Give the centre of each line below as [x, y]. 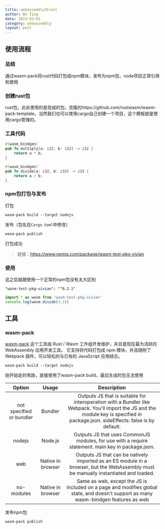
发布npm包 [16, 512]
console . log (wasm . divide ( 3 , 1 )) [37, 302]
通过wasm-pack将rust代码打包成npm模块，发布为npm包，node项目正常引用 [82, 76]
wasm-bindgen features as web [112, 500]
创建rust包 [18, 96]
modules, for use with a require [112, 441]
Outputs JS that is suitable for [112, 396]
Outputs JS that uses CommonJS [112, 435]
